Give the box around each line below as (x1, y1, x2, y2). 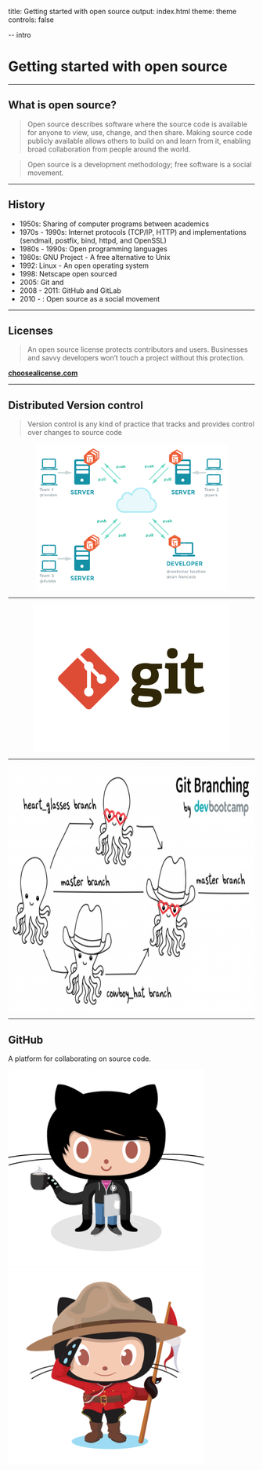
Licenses (8, 324, 53, 337)
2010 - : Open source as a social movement (19, 294, 160, 303)
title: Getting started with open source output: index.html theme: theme (8, 7, 237, 16)
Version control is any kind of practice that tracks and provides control (27, 419, 254, 429)
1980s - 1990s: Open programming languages (19, 243, 168, 254)
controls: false (8, 15, 55, 24)
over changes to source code (27, 428, 123, 437)
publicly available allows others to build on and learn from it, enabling (27, 136, 251, 145)
